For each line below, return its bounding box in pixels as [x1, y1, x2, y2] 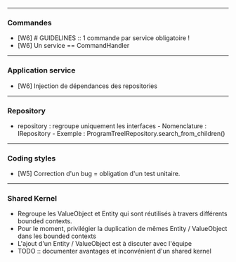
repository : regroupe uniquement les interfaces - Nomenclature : [17, 121, 207, 130]
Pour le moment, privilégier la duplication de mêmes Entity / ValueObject [17, 225, 228, 233]
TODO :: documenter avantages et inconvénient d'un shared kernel [17, 247, 212, 256]
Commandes [7, 18, 52, 27]
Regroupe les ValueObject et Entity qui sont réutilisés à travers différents [17, 209, 228, 218]
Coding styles [7, 153, 56, 163]
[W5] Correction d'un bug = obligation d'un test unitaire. [17, 170, 181, 178]
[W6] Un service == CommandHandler [17, 42, 130, 50]
